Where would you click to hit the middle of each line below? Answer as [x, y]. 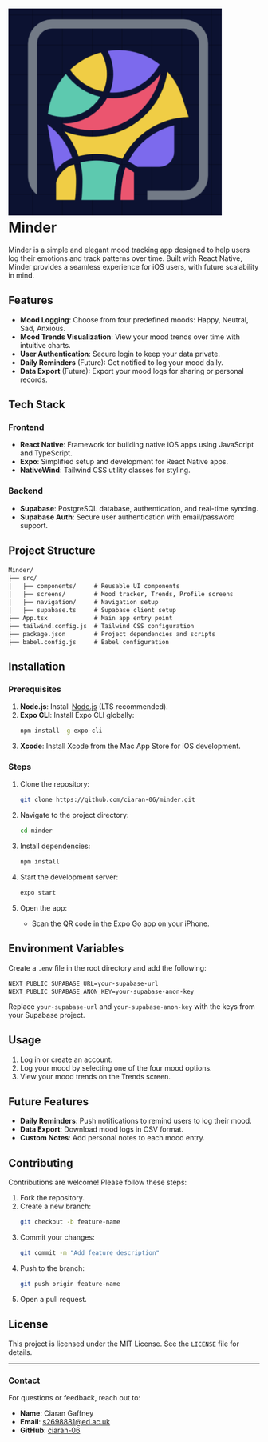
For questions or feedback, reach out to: [75, 1397]
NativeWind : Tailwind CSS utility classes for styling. [105, 470]
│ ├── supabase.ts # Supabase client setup [93, 610]
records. [33, 379]
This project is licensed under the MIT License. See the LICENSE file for [124, 1344]
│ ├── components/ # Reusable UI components [94, 586]
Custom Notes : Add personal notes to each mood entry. [112, 1138]
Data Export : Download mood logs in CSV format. [102, 1129]
